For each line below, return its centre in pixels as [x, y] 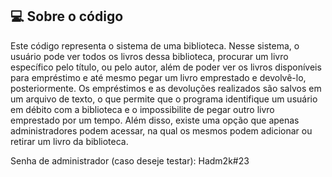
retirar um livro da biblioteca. [69, 141]
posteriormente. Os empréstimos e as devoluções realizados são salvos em [166, 88]
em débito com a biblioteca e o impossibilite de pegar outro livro [142, 109]
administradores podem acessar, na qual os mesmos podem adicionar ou [161, 130]
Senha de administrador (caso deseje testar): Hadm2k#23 [130, 160]
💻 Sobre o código [67, 16]
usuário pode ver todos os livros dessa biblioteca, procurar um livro [149, 56]
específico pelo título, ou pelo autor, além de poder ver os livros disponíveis [166, 67]
